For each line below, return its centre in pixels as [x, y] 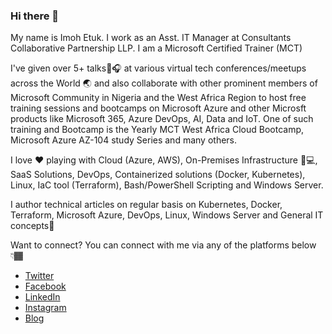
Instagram [45, 308]
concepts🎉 [32, 226]
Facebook [45, 286]
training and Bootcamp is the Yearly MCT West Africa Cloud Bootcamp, [157, 130]
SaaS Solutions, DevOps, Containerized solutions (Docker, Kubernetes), [158, 175]
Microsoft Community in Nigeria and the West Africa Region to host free [158, 98]
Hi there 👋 [35, 16]
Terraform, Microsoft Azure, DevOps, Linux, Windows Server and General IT [167, 215]
